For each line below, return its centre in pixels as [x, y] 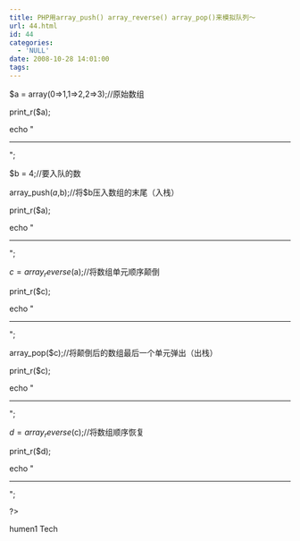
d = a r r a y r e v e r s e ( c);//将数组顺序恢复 [77, 433]
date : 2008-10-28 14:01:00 [59, 59]
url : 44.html [33, 26]
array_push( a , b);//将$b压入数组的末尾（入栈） [94, 192]
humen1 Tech [33, 529]
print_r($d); [30, 452]
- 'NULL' [33, 51]
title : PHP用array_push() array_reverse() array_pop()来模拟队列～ [133, 17]
